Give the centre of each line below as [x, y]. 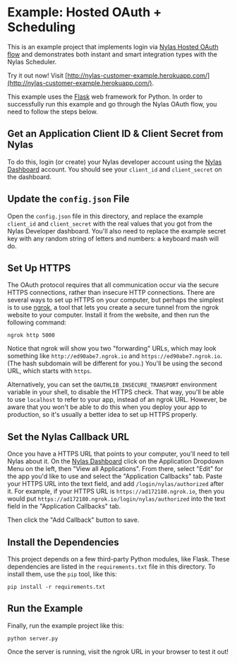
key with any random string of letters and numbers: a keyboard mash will [113, 238]
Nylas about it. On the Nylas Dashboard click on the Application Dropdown [116, 461]
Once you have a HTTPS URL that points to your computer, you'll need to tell [119, 454]
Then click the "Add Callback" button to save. [73, 520]
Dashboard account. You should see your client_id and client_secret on [115, 169]
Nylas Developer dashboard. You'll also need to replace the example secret [117, 231]
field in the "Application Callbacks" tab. [64, 506]
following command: [37, 322]
